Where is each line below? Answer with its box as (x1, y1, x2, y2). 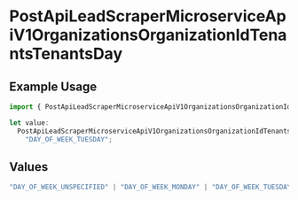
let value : (9, 118, 50, 127)
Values (9, 159, 49, 174)
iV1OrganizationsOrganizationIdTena (9, 25, 287, 45)
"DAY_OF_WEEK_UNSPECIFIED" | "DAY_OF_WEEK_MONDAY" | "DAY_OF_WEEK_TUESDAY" (9, 183, 295, 192)
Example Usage (9, 79, 98, 94)
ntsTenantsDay (9, 44, 122, 64)
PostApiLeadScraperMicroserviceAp (9, 6, 286, 27)
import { (9, 103, 42, 112)
